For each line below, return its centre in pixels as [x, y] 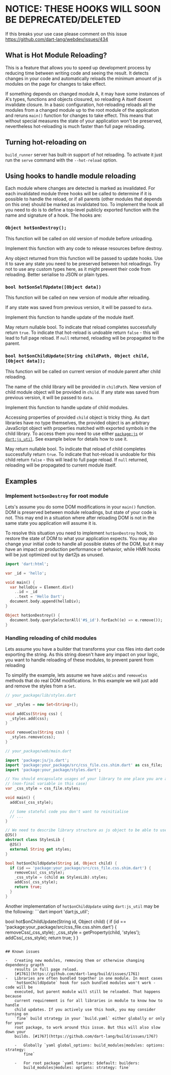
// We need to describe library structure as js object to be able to [82, 830]
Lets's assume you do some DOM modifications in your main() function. [81, 507]
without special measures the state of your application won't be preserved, [84, 121]
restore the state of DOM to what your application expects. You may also [81, 538]
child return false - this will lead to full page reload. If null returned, [77, 460]
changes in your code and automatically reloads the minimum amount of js [83, 78]
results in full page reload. [47, 969]
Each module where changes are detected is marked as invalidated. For [80, 188]
